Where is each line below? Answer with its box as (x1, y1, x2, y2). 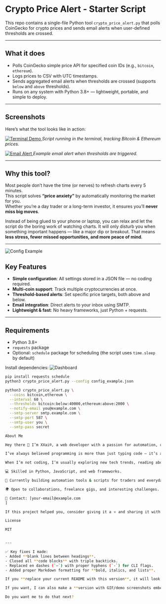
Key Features (5, 262, 47, 271)
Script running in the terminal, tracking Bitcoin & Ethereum (41, 135, 161, 141)
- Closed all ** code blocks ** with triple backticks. (5, 559, 119, 563)
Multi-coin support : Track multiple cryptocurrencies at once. (12, 286, 137, 292)
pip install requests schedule (5, 374, 70, 379)
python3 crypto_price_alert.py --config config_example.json (5, 379, 134, 384)
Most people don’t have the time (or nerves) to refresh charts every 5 (5, 182, 146, 188)
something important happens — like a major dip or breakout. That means (5, 229, 156, 235)
